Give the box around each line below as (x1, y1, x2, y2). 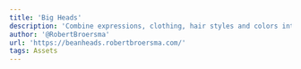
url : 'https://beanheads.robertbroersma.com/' (9, 38, 186, 47)
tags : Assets (9, 47, 58, 56)
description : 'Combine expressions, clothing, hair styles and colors (9, 22, 279, 30)
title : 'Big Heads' (9, 13, 82, 22)
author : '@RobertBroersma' (9, 30, 110, 39)
